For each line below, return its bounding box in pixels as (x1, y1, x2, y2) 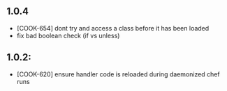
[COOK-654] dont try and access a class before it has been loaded (16, 24, 210, 32)
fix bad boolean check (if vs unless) (16, 31, 120, 40)
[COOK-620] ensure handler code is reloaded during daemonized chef (16, 69, 221, 78)
